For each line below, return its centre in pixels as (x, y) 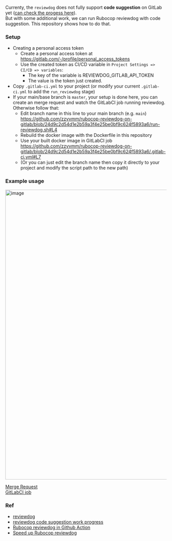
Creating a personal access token (48, 48)
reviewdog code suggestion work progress (58, 522)
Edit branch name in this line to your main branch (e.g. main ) (83, 113)
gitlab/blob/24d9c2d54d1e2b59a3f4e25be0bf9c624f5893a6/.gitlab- (93, 152)
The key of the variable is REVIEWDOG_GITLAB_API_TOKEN (91, 75)
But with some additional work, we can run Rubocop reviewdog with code (83, 18)
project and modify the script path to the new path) (74, 168)
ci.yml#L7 (31, 157)
